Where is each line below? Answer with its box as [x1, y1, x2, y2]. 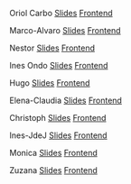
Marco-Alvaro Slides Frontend [9, 25, 121, 35]
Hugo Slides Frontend [9, 78, 90, 88]
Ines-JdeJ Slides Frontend [9, 130, 108, 141]
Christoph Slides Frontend [9, 113, 107, 123]
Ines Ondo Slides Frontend [9, 60, 108, 70]
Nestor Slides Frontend [9, 42, 95, 53]
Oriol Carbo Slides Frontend [9, 8, 113, 18]
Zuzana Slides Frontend [9, 165, 98, 175]
